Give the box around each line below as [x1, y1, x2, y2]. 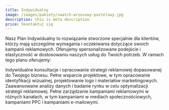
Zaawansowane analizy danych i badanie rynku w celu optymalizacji [5, 83, 148, 89]
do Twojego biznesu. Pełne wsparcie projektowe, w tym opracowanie [5, 72, 151, 79]
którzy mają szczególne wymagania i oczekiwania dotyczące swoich [5, 41, 149, 47]
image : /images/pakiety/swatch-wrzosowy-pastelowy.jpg [5, 12, 124, 17]
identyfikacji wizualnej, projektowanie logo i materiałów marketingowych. [5, 78, 158, 84]
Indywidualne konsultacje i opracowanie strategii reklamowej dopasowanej [5, 67, 162, 73]
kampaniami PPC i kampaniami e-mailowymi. [5, 99, 99, 105]
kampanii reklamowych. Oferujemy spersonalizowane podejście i [5, 46, 141, 52]
